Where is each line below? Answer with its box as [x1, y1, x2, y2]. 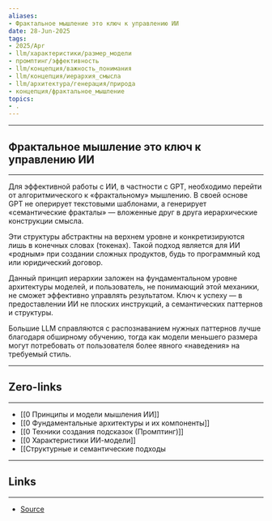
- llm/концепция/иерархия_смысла [8, 72, 121, 80]
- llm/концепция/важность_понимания [8, 65, 132, 73]
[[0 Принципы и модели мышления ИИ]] [19, 409, 159, 419]
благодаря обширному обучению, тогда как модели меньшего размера [8, 331, 258, 341]
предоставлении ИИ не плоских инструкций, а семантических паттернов [8, 299, 263, 309]
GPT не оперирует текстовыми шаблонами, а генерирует [8, 199, 207, 208]
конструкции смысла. [8, 216, 84, 225]
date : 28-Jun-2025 [8, 27, 70, 35]
